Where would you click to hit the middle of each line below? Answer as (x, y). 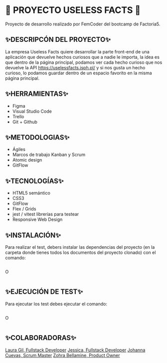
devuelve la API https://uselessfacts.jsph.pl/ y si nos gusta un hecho (75, 67)
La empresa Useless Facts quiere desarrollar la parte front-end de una (77, 51)
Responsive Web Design (37, 219)
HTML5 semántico (31, 193)
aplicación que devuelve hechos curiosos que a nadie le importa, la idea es (82, 57)
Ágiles (19, 150)
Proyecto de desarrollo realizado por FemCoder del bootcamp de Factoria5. (83, 24)
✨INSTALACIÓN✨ (33, 235)
